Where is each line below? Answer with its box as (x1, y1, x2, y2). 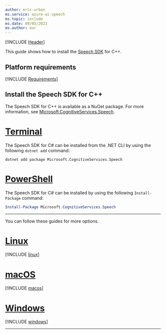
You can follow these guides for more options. (5, 218, 99, 224)
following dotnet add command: (5, 148, 70, 153)
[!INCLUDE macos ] (5, 285, 43, 291)
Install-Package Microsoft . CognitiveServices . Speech (5, 204, 116, 210)
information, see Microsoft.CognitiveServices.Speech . (5, 109, 115, 114)
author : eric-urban (5, 7, 45, 12)
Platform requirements (5, 63, 77, 72)
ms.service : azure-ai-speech (5, 12, 65, 17)
